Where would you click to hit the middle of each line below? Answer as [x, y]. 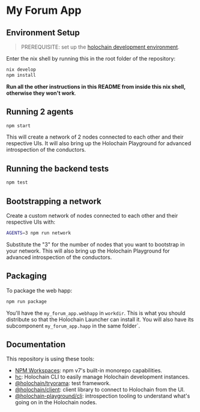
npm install [21, 75]
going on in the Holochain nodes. [56, 402]
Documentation [36, 345]
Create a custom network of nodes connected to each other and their [92, 215]
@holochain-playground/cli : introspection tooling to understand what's [102, 396]
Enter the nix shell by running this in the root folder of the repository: [91, 58]
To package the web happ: [39, 290]
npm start [19, 126]
